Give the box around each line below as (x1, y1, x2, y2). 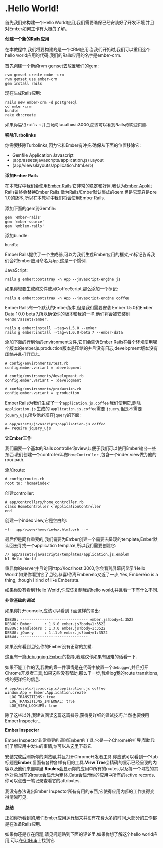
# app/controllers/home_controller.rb (5, 499, 84, 505)
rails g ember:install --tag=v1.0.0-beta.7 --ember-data (5, 330, 123, 335)
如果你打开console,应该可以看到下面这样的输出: (5, 607, 101, 613)
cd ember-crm (5, 104, 32, 109)
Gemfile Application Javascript (12, 152, 74, 158)
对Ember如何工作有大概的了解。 (5, 25, 70, 32)
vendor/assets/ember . (5, 316, 48, 322)
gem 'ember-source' (5, 219, 45, 224)
